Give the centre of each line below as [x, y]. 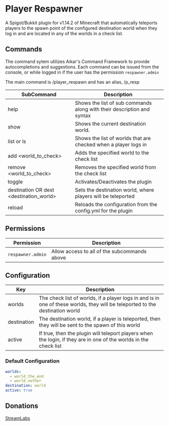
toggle [15, 181]
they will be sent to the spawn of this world [90, 325]
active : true [19, 390]
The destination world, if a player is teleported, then [100, 319]
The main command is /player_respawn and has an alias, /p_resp [72, 82]
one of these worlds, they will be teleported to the [98, 305]
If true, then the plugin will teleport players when [96, 333]
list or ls [17, 141]
